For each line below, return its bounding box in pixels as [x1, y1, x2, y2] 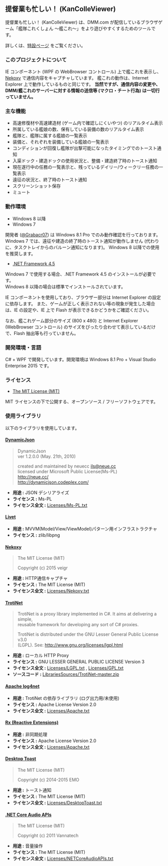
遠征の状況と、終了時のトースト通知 [12, 177, 87, 183]
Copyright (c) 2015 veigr [17, 565, 68, 571]
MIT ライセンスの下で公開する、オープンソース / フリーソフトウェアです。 [5, 398, 158, 405]
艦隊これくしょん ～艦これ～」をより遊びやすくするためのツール [18, 25, 151, 31]
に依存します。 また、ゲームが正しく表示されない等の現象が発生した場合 [5, 300, 155, 306]
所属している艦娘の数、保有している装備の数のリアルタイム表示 [12, 126, 144, 132]
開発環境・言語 [5, 344, 42, 351]
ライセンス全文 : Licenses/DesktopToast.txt [12, 800, 102, 806]
